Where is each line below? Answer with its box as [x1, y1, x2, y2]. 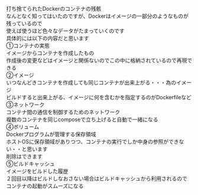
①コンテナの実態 [6, 42, 50, 49]
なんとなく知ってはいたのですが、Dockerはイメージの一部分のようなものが [6, 12, 189, 19]
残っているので [6, 20, 43, 27]
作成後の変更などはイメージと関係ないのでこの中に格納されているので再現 [6, 57, 187, 64]
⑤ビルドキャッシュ [6, 160, 55, 167]
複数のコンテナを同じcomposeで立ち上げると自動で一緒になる [6, 116, 158, 123]
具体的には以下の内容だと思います [6, 35, 89, 41]
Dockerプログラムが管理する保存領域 [6, 131, 96, 138]
